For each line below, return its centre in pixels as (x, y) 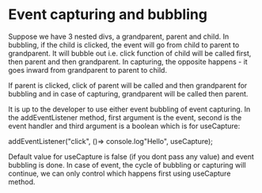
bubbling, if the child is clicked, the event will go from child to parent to (124, 44)
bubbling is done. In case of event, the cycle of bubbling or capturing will (127, 165)
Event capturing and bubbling (108, 15)
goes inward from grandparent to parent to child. (88, 70)
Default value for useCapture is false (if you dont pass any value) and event (131, 157)
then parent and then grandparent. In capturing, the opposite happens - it (128, 62)
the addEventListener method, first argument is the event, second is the (125, 117)
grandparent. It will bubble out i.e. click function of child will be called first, (130, 53)
